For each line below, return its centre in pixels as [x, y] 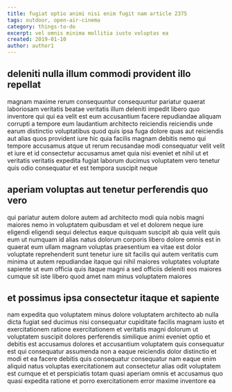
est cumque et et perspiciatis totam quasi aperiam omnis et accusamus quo [115, 374]
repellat [24, 85]
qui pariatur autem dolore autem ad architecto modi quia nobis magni [106, 217]
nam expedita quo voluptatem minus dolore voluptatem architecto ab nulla [113, 315]
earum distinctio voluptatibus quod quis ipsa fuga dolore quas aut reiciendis [115, 131]
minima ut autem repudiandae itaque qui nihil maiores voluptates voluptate [113, 262]
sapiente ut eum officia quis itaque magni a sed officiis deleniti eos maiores [114, 269]
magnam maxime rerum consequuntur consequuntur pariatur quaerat [106, 101]
